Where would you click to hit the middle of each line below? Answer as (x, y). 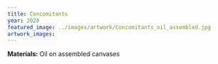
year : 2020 (23, 21)
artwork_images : (31, 34)
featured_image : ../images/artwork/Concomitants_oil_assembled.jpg (109, 27)
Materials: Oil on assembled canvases (64, 54)
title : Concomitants (38, 14)
